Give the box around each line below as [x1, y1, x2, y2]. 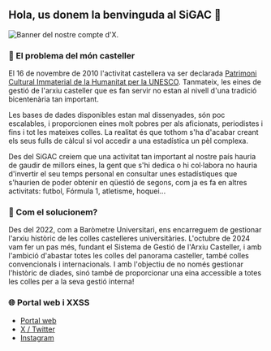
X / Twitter [19, 324, 55, 334]
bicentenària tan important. [8, 94, 99, 104]
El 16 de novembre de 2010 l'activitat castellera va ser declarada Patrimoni [8, 68, 257, 78]
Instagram [19, 332, 54, 342]
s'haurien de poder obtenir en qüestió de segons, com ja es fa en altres [8, 178, 247, 188]
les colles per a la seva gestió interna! [8, 277, 135, 287]
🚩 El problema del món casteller [8, 50, 135, 61]
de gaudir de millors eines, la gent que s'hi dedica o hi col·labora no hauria [8, 160, 258, 171]
